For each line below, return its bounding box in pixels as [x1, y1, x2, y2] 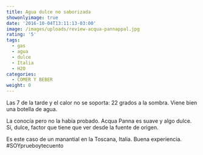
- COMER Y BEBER [12, 77, 53, 83]
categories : [6, 71, 36, 77]
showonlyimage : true [6, 15, 59, 21]
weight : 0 [6, 83, 32, 89]
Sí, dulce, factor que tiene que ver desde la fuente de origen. [6, 124, 159, 131]
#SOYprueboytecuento [6, 142, 64, 149]
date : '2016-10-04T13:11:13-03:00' [6, 20, 97, 26]
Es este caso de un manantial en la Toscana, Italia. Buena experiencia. [6, 136, 182, 143]
